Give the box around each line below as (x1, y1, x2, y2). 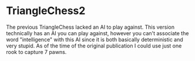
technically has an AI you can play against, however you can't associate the (6, 29, 189, 36)
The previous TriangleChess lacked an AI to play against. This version (6, 23, 175, 30)
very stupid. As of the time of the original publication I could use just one (6, 42, 182, 49)
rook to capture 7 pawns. (6, 48, 67, 55)
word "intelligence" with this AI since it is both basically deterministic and (6, 36, 183, 43)
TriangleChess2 (6, 4, 86, 18)
